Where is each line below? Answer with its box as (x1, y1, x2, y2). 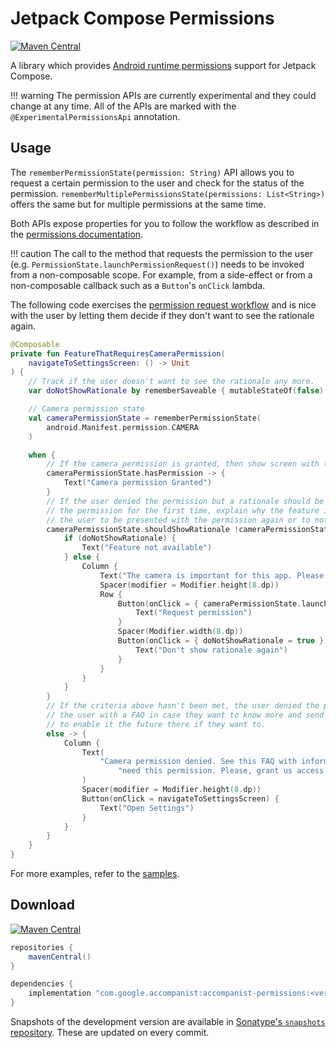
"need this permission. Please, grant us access (117, 766, 325, 776)
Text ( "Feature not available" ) (81, 543, 213, 553)
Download (10, 897, 75, 914)
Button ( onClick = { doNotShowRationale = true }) (117, 636, 329, 646)
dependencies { (10, 979, 74, 989)
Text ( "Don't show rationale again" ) (135, 645, 288, 655)
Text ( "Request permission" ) (135, 608, 253, 618)
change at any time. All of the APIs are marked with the (10, 100, 237, 112)
